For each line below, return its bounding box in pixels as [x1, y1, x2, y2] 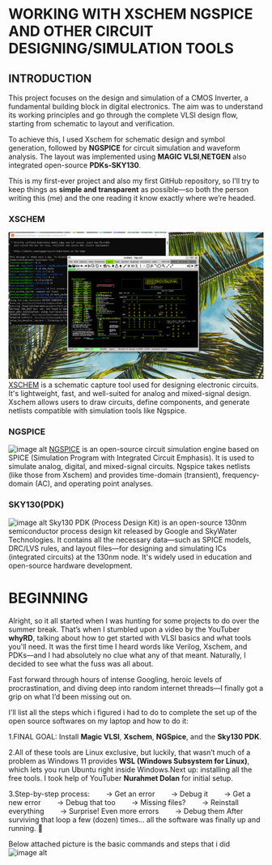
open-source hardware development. [8, 560, 134, 570]
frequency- [222, 471, 260, 480]
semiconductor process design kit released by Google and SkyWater [8, 526, 237, 535]
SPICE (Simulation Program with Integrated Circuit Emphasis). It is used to [8, 453, 255, 462]
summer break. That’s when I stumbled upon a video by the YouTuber [8, 624, 240, 634]
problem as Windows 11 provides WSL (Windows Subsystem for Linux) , [8, 756, 249, 765]
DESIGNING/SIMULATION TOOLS [8, 40, 235, 58]
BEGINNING [8, 589, 89, 607]
